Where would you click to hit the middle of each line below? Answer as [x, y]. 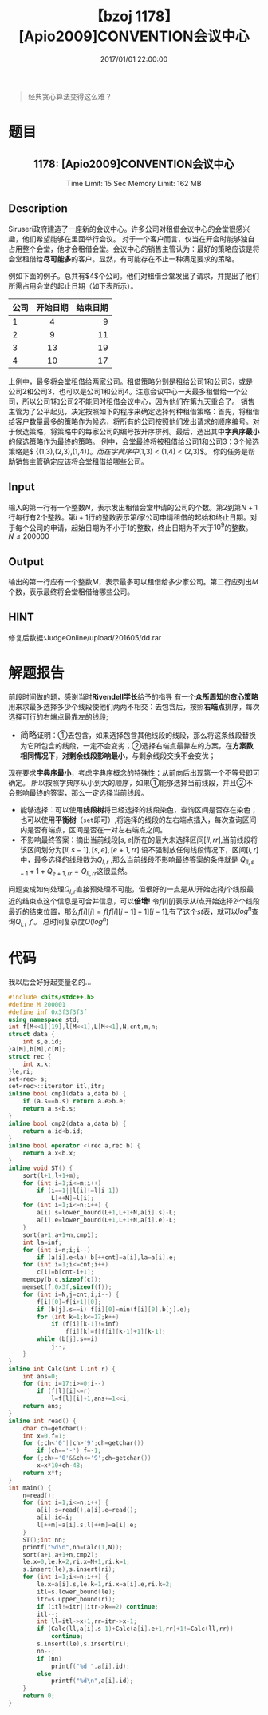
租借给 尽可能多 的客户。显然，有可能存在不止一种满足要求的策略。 [130, 259]
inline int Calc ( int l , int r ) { [62, 1369]
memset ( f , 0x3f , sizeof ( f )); [67, 1287]
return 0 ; [39, 1696]
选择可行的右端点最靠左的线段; [59, 716]
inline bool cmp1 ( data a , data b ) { [67, 1094]
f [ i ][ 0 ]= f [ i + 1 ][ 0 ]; [69, 1302]
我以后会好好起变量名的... [50, 982]
